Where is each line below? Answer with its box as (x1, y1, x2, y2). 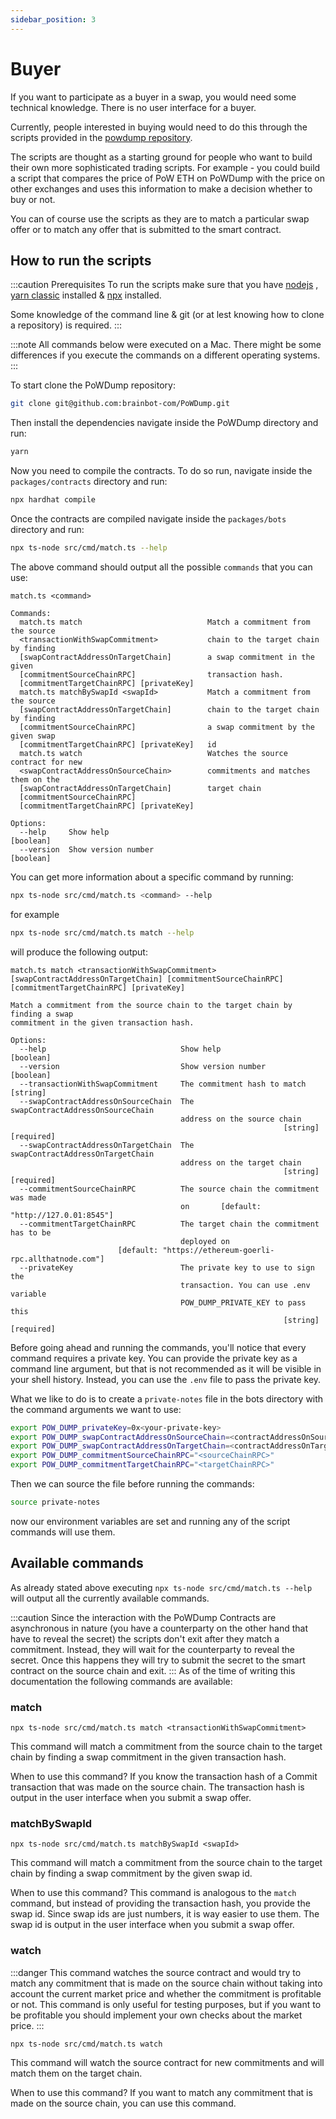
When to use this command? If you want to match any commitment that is (10, 2086, 313, 2098)
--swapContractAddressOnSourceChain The (19, 1096, 195, 1106)
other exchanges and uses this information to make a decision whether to (10, 182, 313, 195)
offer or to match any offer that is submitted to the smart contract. (10, 223, 282, 235)
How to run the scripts (10, 252, 152, 269)
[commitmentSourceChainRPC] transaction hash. (19, 669, 284, 680)
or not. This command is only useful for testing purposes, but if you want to (10, 1998, 322, 2010)
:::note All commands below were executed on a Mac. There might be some (10, 339, 322, 351)
